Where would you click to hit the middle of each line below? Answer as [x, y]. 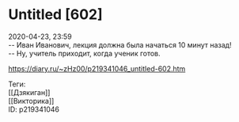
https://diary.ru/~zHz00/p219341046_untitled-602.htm [97, 68]
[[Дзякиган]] [29, 92]
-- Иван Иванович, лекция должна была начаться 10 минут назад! [120, 44]
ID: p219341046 [34, 109]
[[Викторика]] [31, 101]
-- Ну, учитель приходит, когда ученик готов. [84, 53]
